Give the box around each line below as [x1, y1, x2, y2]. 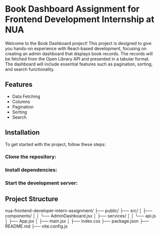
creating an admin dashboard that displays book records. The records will [5, 50, 153, 57]
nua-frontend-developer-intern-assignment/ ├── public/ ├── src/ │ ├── [5, 208, 152, 213]
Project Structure [5, 194, 58, 203]
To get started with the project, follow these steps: [5, 141, 106, 147]
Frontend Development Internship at [5, 14, 155, 25]
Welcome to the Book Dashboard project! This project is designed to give [5, 40, 152, 46]
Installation [5, 128, 40, 137]
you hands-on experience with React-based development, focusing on [5, 45, 147, 51]
